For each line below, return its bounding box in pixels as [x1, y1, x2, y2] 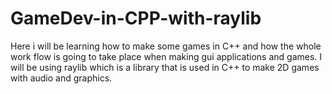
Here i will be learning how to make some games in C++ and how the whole [10, 40, 322, 52]
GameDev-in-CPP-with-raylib [10, 7, 262, 30]
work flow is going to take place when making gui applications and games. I [10, 50, 323, 62]
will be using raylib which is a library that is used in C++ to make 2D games [10, 61, 320, 73]
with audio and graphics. [10, 72, 113, 84]
